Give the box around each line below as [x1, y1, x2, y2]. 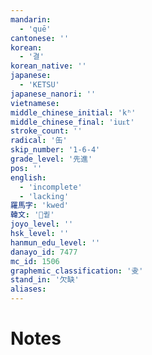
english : [10, 172, 47, 183]
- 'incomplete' [19, 182, 83, 192]
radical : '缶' [10, 136, 68, 146]
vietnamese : [10, 98, 60, 108]
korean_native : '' [10, 61, 87, 71]
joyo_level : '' [10, 219, 74, 230]
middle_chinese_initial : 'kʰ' [10, 107, 137, 118]
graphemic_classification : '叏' [10, 266, 144, 276]
